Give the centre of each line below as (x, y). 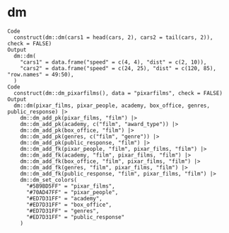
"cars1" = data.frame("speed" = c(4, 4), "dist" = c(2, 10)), (113, 62)
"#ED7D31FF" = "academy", (64, 198)
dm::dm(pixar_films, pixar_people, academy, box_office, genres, (112, 106)
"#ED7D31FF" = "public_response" (75, 217)
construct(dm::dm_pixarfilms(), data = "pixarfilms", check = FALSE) (118, 93)
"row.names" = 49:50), (41, 74)
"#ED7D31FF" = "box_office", (69, 205)
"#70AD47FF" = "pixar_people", (72, 192)
